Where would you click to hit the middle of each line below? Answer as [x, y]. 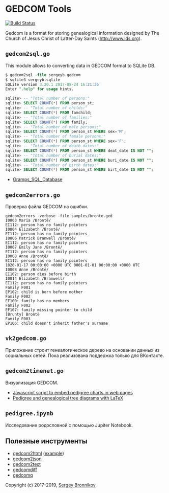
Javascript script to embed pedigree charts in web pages [73, 392]
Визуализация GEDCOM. [32, 383]
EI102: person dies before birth [41, 274]
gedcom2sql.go [27, 54]
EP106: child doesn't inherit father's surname [57, 323]
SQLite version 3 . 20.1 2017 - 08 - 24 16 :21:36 [52, 84]
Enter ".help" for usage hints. [39, 89]
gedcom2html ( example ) [38, 454]
